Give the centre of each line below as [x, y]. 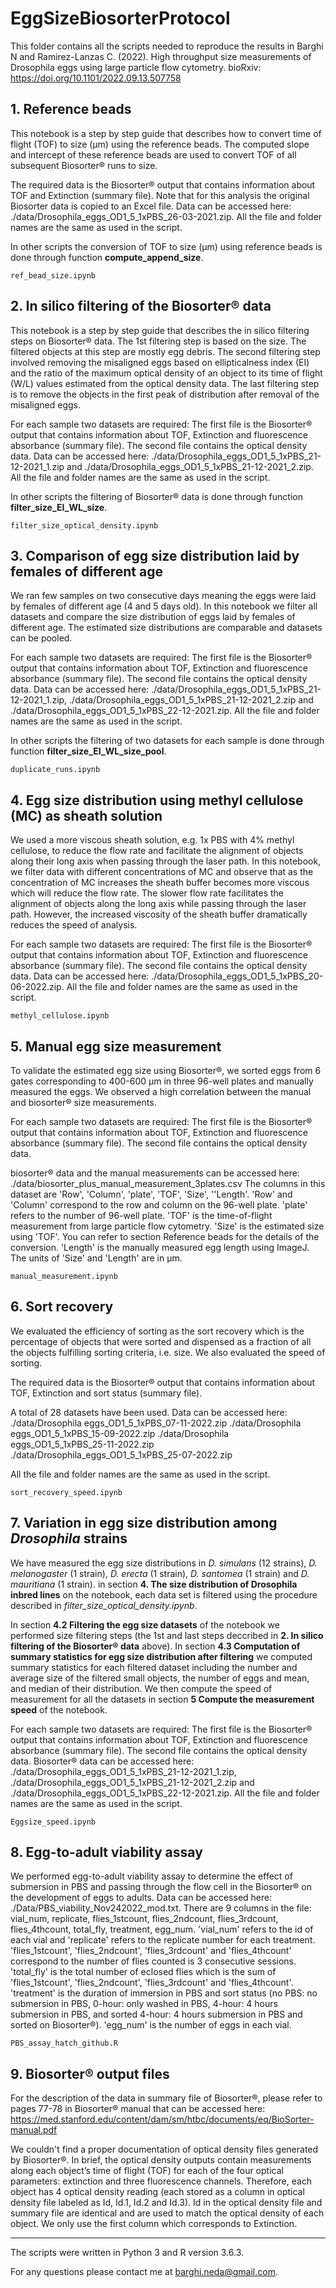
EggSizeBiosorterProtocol [120, 18]
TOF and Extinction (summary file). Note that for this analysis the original [160, 195]
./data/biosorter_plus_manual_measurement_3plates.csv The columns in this [168, 1183]
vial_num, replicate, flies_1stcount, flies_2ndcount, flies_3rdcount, [144, 1919]
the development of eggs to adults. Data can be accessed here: [141, 1898]
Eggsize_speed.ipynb [53, 1822]
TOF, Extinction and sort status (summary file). [106, 1393]
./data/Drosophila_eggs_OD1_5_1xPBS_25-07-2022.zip [121, 1454]
